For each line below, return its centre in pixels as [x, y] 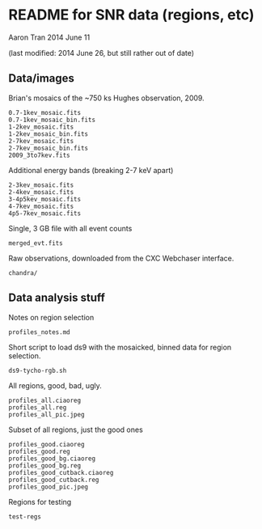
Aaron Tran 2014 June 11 [49, 37]
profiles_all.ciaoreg [45, 400]
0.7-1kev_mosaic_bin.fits [52, 120]
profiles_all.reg [38, 407]
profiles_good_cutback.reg [54, 480]
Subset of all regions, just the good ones [76, 430]
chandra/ [23, 273]
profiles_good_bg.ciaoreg [52, 459]
